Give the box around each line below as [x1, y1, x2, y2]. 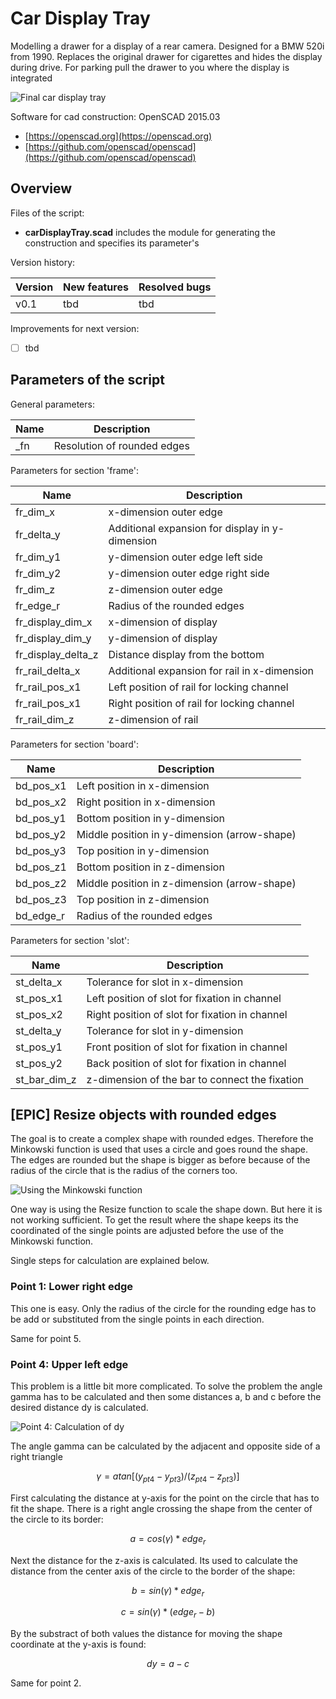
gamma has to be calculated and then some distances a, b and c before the [10, 1391, 322, 1403]
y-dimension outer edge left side [108, 550, 263, 564]
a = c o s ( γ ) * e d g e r [129, 1532, 207, 1547]
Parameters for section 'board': [10, 738, 140, 750]
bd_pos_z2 [15, 876, 67, 890]
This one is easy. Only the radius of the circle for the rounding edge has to [10, 1302, 317, 1314]
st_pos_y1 [15, 1040, 63, 1054]
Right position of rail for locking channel [108, 696, 295, 710]
